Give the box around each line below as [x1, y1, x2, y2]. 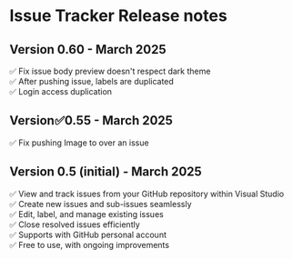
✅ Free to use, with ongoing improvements [9, 239, 170, 250]
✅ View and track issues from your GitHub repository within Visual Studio [9, 188, 285, 199]
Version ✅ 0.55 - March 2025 [9, 113, 173, 128]
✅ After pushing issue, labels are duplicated [9, 76, 175, 86]
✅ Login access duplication [9, 86, 112, 96]
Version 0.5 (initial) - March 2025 [9, 164, 202, 180]
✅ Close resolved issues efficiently [9, 219, 141, 230]
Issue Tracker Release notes [9, 5, 227, 26]
